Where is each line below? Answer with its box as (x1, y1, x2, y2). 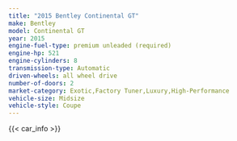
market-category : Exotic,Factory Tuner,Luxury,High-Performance (8, 86, 230, 95)
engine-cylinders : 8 (8, 57, 78, 65)
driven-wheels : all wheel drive (8, 72, 117, 80)
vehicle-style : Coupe (8, 102, 82, 110)
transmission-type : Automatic (8, 64, 111, 73)
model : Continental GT (8, 27, 85, 35)
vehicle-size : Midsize (8, 94, 85, 102)
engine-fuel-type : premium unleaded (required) (8, 42, 172, 50)
